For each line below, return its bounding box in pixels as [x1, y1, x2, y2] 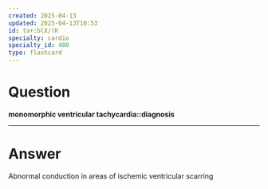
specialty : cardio [8, 33, 69, 42]
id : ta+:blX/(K [8, 26, 59, 34]
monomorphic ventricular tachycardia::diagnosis [8, 109, 175, 119]
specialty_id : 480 [8, 41, 69, 49]
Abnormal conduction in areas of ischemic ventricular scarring [8, 171, 214, 180]
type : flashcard [8, 49, 62, 57]
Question [8, 83, 70, 101]
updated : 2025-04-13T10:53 [8, 19, 98, 27]
